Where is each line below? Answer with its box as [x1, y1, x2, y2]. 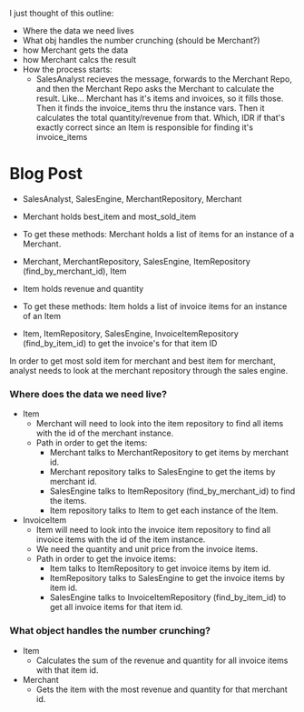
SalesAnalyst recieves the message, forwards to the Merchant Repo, [35, 74, 292, 85]
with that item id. [35, 664, 99, 676]
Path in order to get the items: [35, 437, 148, 448]
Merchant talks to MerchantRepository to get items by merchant [49, 447, 289, 458]
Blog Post [9, 164, 83, 185]
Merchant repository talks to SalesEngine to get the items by [49, 466, 276, 477]
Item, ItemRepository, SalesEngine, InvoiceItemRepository [22, 327, 239, 339]
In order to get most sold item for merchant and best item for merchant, [9, 355, 276, 366]
